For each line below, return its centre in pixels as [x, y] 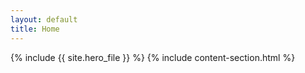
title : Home [35, 29]
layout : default [44, 19]
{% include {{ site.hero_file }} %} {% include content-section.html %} [153, 57]
